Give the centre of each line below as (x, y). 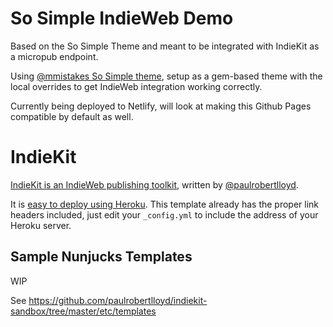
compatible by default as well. (72, 116)
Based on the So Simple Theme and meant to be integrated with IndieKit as (165, 46)
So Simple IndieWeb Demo (122, 18)
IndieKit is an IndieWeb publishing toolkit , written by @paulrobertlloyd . (154, 184)
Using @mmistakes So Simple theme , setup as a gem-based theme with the (166, 76)
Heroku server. (41, 225)
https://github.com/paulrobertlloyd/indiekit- (118, 300)
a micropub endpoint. (54, 56)
